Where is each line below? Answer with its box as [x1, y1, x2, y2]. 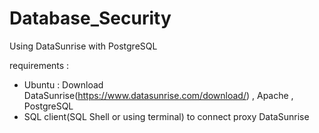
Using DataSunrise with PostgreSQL [9, 40, 158, 52]
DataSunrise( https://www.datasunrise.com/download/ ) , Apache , [23, 89, 294, 101]
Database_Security [9, 7, 172, 30]
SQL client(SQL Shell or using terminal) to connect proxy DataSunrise [23, 110, 310, 122]
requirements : [9, 59, 70, 71]
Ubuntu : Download [23, 78, 104, 91]
